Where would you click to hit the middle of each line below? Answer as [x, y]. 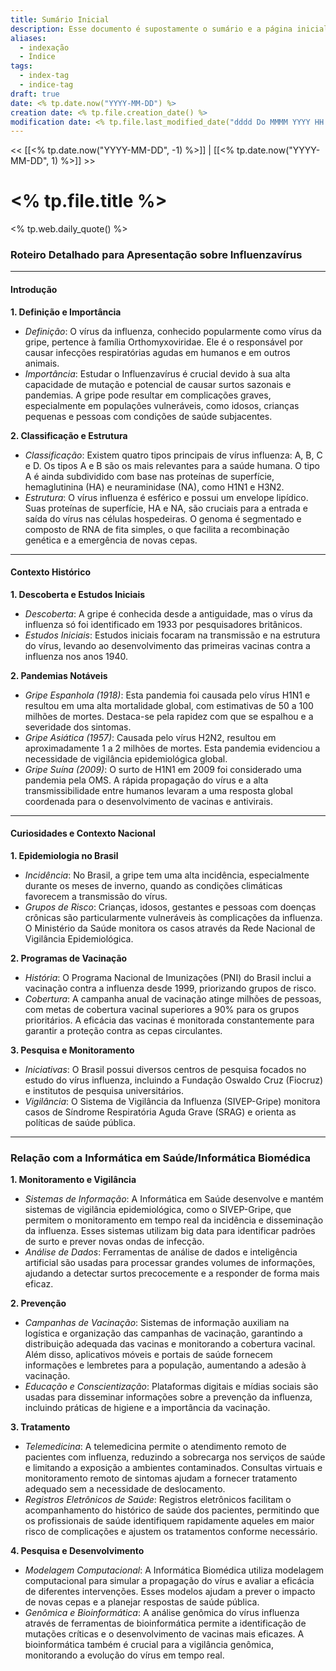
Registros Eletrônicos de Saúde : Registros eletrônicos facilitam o [158, 1500]
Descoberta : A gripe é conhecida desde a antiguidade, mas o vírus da [168, 613]
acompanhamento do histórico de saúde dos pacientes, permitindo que [172, 1510]
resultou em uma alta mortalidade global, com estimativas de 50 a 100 [169, 705]
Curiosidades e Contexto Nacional [83, 833]
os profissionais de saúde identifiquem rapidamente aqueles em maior [169, 1521]
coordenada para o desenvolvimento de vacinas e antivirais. [148, 801]
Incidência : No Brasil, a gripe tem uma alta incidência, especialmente [167, 875]
